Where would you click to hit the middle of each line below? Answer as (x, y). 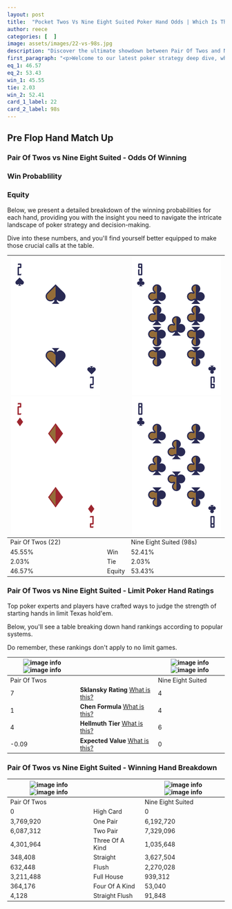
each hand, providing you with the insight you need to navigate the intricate (115, 217)
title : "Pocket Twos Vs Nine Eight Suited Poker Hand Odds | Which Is (112, 22)
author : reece (28, 29)
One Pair (105, 821)
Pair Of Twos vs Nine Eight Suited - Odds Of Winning (97, 157)
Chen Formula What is (112, 707)
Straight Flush (113, 896)
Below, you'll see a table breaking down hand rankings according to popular (115, 626)
